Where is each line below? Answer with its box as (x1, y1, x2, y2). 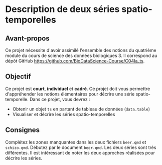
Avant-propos (5, 34, 50, 42)
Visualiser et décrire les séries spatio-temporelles (12, 111, 115, 117)
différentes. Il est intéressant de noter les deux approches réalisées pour (5, 149, 155, 155)
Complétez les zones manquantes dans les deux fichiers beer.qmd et (5, 139, 146, 145)
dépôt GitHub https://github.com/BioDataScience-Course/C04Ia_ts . (5, 58, 145, 63)
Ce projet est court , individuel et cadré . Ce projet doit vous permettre (5, 85, 150, 91)
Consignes (5, 126, 40, 134)
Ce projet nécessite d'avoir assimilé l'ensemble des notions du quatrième (5, 47, 156, 53)
